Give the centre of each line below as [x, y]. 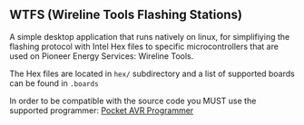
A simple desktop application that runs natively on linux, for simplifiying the [150, 36]
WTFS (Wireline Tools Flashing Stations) [126, 15]
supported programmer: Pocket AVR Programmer [102, 110]
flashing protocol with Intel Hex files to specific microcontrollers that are [144, 46]
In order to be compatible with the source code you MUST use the [133, 101]
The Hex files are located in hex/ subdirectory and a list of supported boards [152, 73]
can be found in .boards [54, 83]
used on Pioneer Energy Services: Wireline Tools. [102, 56]
